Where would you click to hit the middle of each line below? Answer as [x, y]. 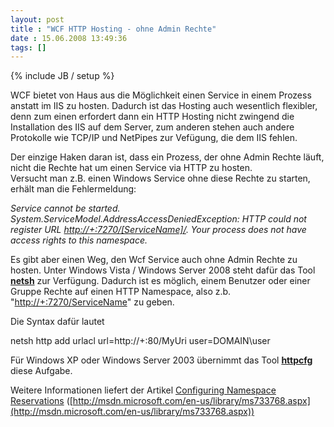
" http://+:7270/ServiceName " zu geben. [92, 302]
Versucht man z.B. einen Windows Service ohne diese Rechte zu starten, [160, 178]
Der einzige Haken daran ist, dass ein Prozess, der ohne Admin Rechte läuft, [167, 157]
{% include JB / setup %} [62, 76]
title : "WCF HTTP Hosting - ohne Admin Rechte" [113, 29]
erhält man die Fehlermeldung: [73, 189]
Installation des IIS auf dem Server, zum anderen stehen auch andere [152, 127]
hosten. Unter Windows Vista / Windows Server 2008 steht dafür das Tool [163, 270]
